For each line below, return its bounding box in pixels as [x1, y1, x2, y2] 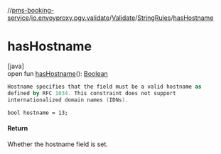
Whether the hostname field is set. [7, 140, 109, 148]
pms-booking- [11, 6, 55, 14]
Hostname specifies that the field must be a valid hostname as [7, 83, 202, 90]
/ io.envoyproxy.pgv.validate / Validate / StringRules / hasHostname [28, 13, 214, 22]
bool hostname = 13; [7, 109, 69, 116]
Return [7, 124, 28, 133]
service [7, 13, 30, 22]
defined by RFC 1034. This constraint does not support [7, 89, 176, 97]
